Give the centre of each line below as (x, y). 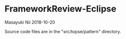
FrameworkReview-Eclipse (61, 9)
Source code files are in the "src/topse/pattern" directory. (63, 31)
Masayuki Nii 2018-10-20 (30, 22)
